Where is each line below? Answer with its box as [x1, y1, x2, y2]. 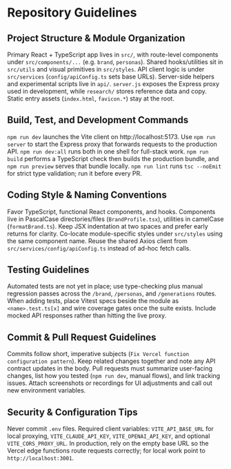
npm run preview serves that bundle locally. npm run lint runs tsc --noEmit [7, 162, 222, 170]
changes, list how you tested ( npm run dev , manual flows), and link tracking [7, 372, 221, 380]
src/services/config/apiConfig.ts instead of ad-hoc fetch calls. [7, 244, 191, 252]
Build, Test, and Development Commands [7, 114, 189, 126]
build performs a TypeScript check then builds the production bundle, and [7, 154, 219, 163]
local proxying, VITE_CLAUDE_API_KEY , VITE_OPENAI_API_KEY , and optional [7, 432, 210, 440]
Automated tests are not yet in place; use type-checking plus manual [7, 282, 203, 291]
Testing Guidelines [7, 264, 90, 276]
